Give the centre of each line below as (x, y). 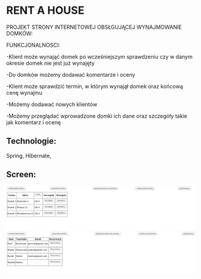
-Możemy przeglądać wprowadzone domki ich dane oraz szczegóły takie (97, 116)
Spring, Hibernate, (29, 155)
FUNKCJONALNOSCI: (33, 45)
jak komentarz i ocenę (34, 122)
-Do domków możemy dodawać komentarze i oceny (71, 74)
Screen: (21, 175)
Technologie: (31, 141)
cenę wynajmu (24, 92)
